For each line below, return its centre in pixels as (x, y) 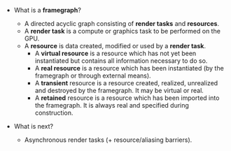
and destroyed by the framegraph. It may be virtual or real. (119, 91)
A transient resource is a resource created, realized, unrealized (126, 83)
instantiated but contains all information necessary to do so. (121, 61)
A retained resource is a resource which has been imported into (127, 98)
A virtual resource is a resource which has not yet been (115, 53)
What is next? (34, 126)
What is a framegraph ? (48, 10)
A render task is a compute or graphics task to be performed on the (122, 31)
